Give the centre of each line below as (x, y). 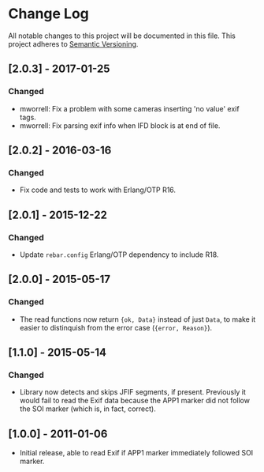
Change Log (48, 14)
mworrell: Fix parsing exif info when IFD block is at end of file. (120, 125)
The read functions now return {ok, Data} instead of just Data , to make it (138, 319)
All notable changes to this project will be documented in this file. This (122, 36)
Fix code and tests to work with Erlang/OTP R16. (97, 190)
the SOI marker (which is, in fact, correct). (87, 409)
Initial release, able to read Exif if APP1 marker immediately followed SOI (136, 453)
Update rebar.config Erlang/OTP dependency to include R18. (119, 255)
